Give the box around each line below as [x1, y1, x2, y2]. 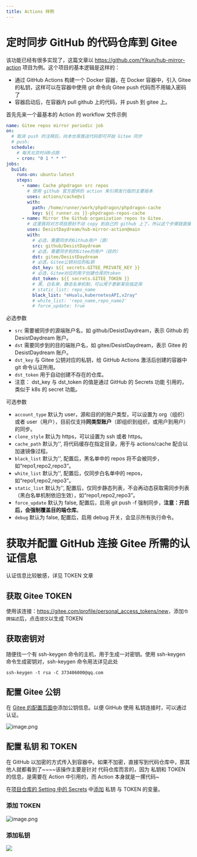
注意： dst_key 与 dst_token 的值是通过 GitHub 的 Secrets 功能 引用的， [14, 378, 188, 386]
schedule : [11, 145, 35, 151]
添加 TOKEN [6, 802, 41, 810]
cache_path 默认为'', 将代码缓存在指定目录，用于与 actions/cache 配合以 [14, 440, 188, 447]
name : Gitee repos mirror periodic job [6, 122, 104, 128]
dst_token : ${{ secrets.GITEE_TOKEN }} [32, 276, 130, 282]
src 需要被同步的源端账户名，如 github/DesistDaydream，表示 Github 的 [14, 327, 189, 334]
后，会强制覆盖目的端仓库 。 [14, 507, 82, 514]
